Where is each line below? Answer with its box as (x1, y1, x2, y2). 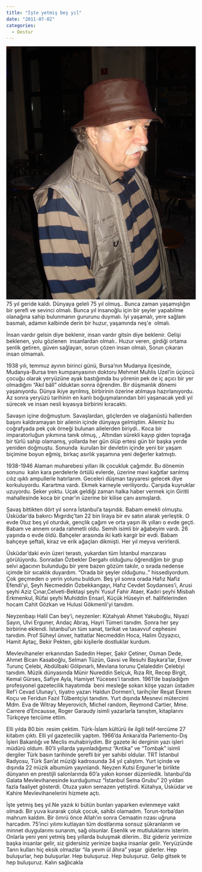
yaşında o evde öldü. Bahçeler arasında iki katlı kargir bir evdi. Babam (6, 532, 179, 539)
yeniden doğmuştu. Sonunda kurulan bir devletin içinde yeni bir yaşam (6, 444, 182, 451)
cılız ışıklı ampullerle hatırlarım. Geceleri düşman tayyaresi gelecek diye (6, 475, 183, 482)
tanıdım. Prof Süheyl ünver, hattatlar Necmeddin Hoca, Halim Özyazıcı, (6, 632, 181, 639)
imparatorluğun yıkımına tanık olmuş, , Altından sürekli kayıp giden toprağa (6, 431, 191, 439)
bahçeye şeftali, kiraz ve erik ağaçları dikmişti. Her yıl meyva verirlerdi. (6, 538, 181, 545)
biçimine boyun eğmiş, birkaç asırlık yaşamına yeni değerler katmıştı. (6, 451, 177, 458)
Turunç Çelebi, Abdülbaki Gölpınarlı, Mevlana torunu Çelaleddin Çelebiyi (6, 663, 185, 670)
